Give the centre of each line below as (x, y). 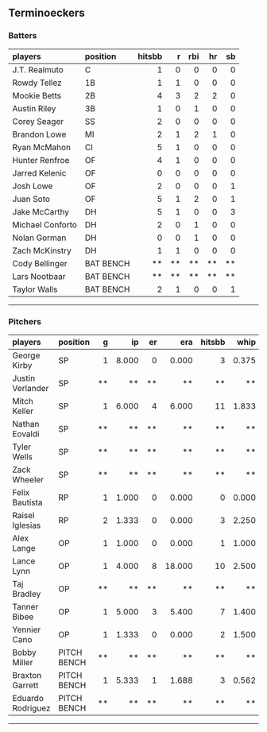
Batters (23, 36)
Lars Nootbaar (39, 276)
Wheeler (28, 479)
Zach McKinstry (42, 250)
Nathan (26, 424)
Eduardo (28, 698)
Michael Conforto (45, 224)
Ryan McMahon (42, 147)
